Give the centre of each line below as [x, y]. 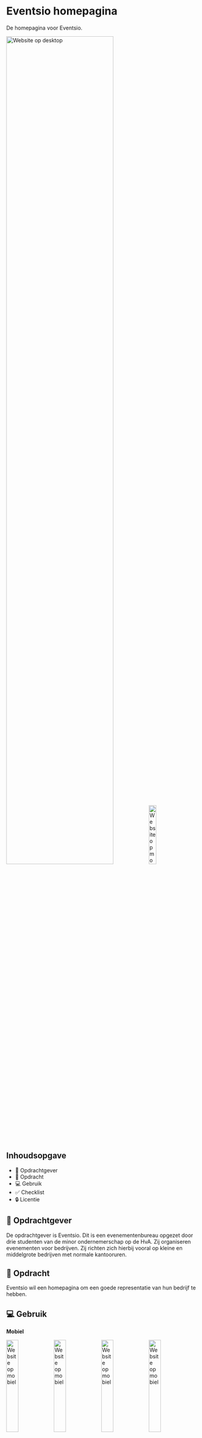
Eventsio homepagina [62, 11]
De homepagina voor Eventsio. [44, 28]
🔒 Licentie [27, 1199]
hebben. [17, 1294]
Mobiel [15, 1332]
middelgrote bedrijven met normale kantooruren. [67, 1254]
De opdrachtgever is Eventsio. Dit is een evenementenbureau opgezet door [100, 1235]
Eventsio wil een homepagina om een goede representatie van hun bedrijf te [101, 1288]
